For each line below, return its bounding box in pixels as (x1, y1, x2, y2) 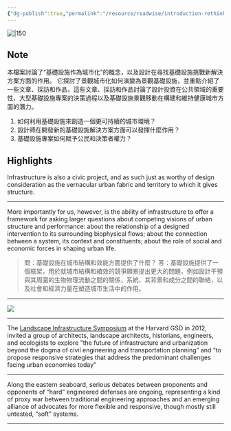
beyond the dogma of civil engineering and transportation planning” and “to (7, 346, 221, 354)
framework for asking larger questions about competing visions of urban (7, 215, 213, 223)
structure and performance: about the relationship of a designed (7, 222, 190, 231)
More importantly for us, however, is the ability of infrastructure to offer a (7, 208, 214, 216)
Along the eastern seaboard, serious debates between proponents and (7, 381, 208, 389)
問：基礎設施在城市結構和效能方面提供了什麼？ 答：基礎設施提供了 (23, 259, 213, 267)
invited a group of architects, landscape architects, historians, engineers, (7, 332, 214, 340)
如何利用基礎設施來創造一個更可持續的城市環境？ (16, 117, 156, 126)
